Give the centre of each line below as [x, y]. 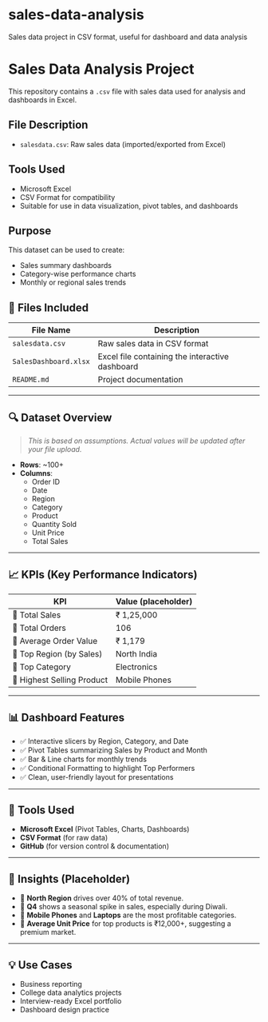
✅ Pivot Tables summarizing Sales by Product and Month [113, 750]
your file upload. [55, 449]
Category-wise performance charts [78, 274]
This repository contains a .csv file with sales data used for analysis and [127, 91]
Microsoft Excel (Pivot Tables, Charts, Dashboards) [104, 829]
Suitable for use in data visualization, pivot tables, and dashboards [129, 206]
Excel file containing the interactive [163, 357]
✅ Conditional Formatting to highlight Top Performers [107, 768]
